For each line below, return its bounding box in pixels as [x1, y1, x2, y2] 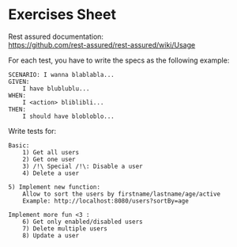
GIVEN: [8, 78, 30, 85]
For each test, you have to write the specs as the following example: [8, 55, 230, 65]
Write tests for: [8, 126, 57, 135]
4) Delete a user [22, 169, 80, 177]
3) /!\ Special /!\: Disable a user [22, 162, 144, 170]
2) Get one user [22, 155, 77, 163]
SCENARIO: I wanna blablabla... [8, 70, 115, 78]
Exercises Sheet [8, 6, 117, 24]
